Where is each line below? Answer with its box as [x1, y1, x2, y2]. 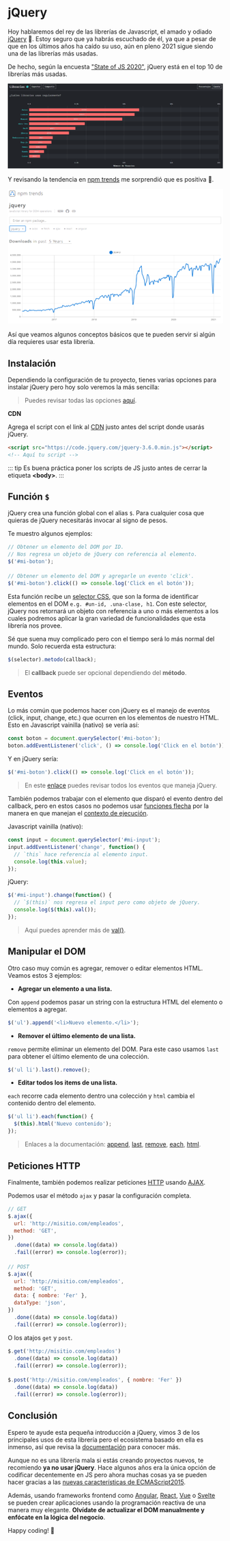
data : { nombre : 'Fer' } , [14, 1292, 88, 1299]
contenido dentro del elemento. [8, 1099, 96, 1107]
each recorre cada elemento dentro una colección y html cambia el [8, 1092, 195, 1100]
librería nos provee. [8, 621, 62, 630]
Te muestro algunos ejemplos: [8, 530, 93, 538]
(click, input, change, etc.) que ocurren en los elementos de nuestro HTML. [8, 714, 219, 722]
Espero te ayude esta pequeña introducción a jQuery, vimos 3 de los [8, 1428, 200, 1436]
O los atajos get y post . [8, 1333, 73, 1342]
